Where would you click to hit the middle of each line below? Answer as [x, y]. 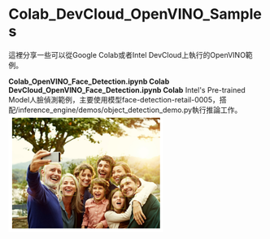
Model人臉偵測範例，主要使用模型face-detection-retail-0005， [114, 99]
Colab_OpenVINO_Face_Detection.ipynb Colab [89, 81]
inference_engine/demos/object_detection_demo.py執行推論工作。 [130, 110]
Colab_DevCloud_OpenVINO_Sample [135, 14]
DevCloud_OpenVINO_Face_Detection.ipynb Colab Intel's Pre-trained [127, 89]
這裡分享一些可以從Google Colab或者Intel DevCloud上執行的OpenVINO [127, 54]
